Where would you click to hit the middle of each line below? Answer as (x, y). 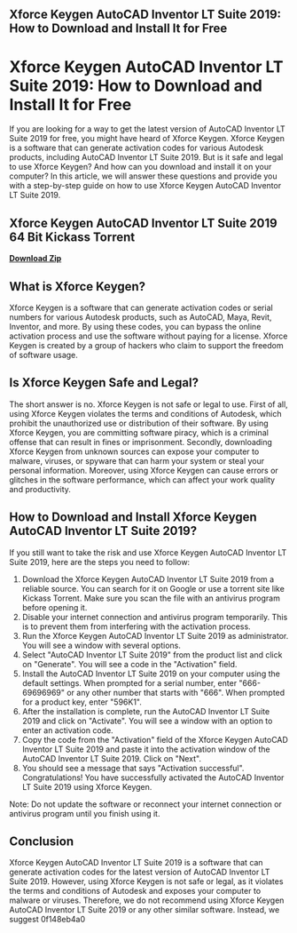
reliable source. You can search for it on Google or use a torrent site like (153, 588)
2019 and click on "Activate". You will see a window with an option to (147, 721)
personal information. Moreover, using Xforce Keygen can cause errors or (144, 470)
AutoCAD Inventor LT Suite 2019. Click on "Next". (112, 758)
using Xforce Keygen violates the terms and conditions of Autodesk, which (145, 413)
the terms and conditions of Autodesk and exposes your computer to (135, 891)
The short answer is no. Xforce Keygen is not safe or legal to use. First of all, (148, 404)
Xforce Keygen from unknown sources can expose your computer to (134, 451)
